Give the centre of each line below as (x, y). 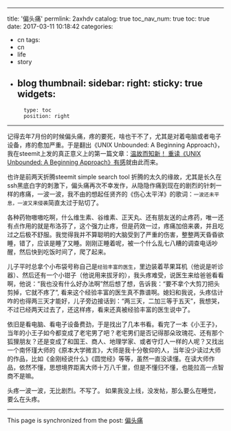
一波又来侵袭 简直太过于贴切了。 (60, 202)
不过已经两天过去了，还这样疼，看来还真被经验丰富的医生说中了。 (100, 309)
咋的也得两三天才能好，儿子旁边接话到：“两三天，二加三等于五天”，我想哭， (115, 301)
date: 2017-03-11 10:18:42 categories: (60, 26)
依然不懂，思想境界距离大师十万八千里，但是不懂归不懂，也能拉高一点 (118, 367)
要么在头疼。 (25, 399)
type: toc (37, 110)
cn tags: (29, 40)
